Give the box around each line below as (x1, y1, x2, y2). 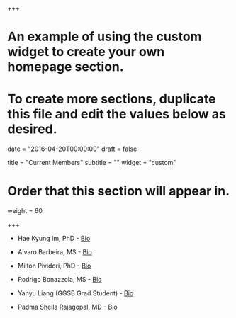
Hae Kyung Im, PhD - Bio (17, 234, 91, 243)
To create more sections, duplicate (7, 91, 216, 107)
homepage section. (7, 59, 124, 75)
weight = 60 (7, 207, 43, 215)
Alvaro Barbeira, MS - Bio (17, 248, 92, 256)
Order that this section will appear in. (7, 183, 230, 199)
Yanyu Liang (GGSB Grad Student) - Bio (17, 289, 134, 297)
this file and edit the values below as (7, 106, 227, 123)
